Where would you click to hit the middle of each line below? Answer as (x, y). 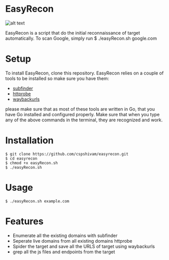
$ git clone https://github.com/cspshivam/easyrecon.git (67, 154)
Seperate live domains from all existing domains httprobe (72, 241)
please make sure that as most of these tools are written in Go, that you (80, 109)
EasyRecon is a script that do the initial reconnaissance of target (73, 33)
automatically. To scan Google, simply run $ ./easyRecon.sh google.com (81, 38)
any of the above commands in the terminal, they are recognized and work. (84, 120)
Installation (30, 140)
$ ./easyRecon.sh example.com (37, 201)
